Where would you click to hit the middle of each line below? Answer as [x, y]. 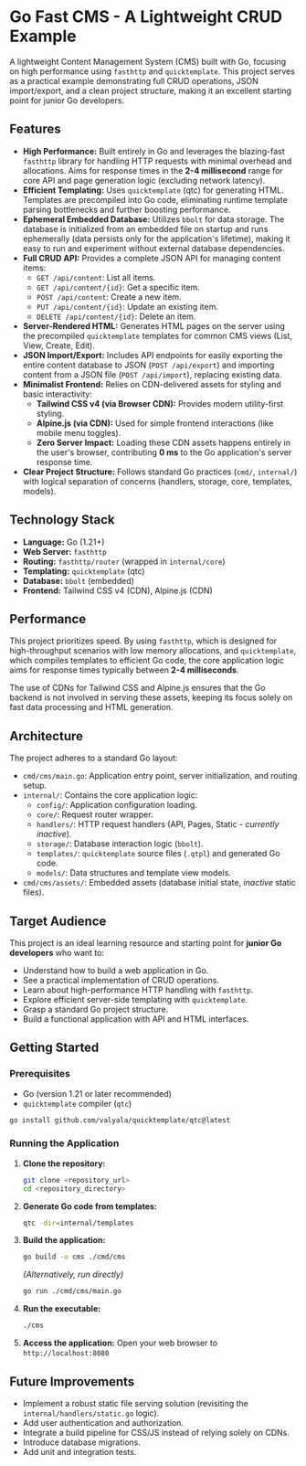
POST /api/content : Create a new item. [109, 297]
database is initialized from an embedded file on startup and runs [145, 228]
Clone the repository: [64, 1163]
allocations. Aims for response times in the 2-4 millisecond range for [153, 170]
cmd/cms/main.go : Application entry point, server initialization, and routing [160, 776]
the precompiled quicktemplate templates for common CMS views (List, [157, 335]
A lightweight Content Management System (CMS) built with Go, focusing [148, 61]
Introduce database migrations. [82, 1442]
